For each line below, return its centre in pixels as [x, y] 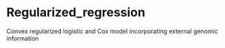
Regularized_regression [76, 13]
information [23, 38]
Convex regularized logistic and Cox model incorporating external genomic [113, 31]
